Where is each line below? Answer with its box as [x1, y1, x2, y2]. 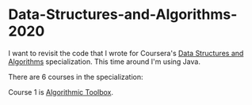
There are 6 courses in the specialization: [8, 72, 144, 81]
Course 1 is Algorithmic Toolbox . [8, 87, 113, 96]
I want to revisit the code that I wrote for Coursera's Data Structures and [8, 48, 244, 58]
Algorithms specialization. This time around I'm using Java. [8, 57, 200, 66]
